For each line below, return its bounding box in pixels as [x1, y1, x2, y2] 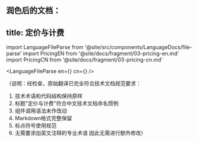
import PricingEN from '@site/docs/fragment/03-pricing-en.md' [23, 50, 179, 57]
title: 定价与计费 [6, 27, 65, 37]
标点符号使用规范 [14, 122, 57, 129]
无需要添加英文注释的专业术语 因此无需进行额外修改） [14, 130, 146, 137]
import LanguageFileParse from [6, 44, 84, 51]
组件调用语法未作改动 [14, 107, 67, 114]
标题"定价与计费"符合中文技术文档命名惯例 [14, 100, 119, 107]
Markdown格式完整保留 [14, 115, 72, 122]
